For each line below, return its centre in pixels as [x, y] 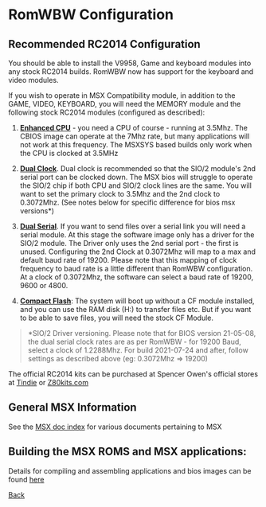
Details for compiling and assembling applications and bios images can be [130, 470]
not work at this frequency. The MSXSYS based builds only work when [136, 144]
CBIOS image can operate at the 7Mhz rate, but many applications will [135, 136]
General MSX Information [72, 408]
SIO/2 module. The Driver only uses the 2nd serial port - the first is [129, 243]
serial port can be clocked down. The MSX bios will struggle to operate [136, 177]
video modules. [33, 80]
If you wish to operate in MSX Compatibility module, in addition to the [122, 96]
